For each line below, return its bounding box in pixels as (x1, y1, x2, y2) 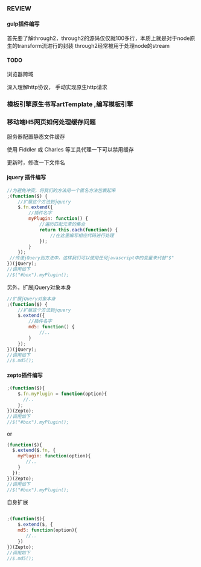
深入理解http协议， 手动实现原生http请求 (7, 84, 107, 91)
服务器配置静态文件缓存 (7, 133, 65, 140)
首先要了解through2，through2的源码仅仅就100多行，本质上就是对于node (7, 35, 190, 42)
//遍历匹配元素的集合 (39, 221, 86, 227)
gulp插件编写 (7, 20, 40, 27)
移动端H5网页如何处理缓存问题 (7, 118, 96, 127)
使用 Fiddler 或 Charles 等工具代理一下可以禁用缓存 (7, 145, 135, 153)
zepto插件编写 (7, 371, 43, 379)
